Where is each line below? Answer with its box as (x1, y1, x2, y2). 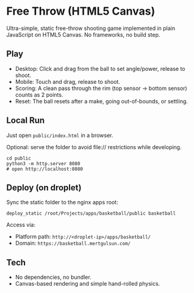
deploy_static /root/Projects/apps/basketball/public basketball (6, 210, 176, 217)
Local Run (6, 115, 45, 126)
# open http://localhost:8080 (6, 166, 84, 172)
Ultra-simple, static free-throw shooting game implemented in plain (6, 24, 176, 32)
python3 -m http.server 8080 (6, 160, 81, 166)
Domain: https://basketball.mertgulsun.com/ (15, 240, 131, 247)
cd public (6, 155, 32, 161)
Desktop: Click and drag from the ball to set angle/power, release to (15, 65, 185, 72)
